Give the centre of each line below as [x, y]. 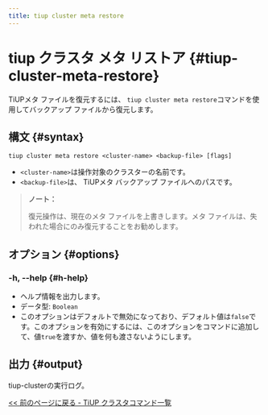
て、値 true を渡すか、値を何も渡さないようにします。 [107, 337]
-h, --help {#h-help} [48, 277]
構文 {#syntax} [46, 137]
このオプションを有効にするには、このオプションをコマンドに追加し [146, 326]
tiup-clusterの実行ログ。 [49, 385]
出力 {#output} [45, 365]
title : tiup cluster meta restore [66, 16]
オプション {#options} [64, 254]
